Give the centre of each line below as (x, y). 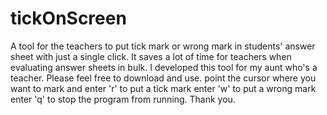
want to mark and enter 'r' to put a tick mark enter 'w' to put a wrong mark (163, 88)
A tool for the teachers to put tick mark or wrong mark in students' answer (163, 46)
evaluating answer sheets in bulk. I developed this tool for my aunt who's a (164, 67)
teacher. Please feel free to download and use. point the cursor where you (163, 78)
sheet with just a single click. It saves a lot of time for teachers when (151, 56)
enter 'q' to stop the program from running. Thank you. (123, 99)
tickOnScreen (68, 18)
